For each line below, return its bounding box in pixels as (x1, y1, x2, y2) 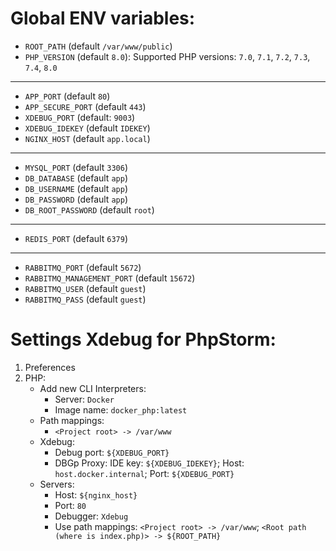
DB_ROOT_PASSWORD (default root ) (24, 203, 155, 216)
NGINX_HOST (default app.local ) (24, 132, 151, 144)
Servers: (39, 478, 75, 490)
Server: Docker (54, 393, 115, 405)
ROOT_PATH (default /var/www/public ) (24, 40, 173, 52)
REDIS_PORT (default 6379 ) (24, 232, 128, 244)
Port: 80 (54, 499, 87, 511)
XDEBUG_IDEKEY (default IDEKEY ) (24, 122, 151, 134)
